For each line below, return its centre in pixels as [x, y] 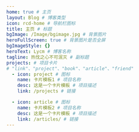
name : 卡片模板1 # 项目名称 [49, 80]
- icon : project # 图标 [41, 74]
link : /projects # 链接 [47, 91]
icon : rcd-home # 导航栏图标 [41, 23]
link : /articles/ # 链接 [48, 119]
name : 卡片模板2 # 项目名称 [49, 108]
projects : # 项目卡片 [32, 63]
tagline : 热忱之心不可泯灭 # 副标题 [48, 57]
